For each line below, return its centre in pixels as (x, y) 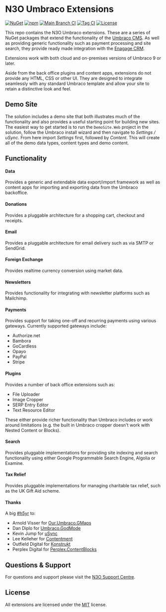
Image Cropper (28, 399)
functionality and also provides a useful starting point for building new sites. (83, 122)
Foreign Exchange (24, 260)
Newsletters (18, 282)
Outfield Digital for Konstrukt (41, 544)
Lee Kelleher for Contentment (42, 539)
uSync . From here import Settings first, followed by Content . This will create (83, 137)
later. (10, 63)
